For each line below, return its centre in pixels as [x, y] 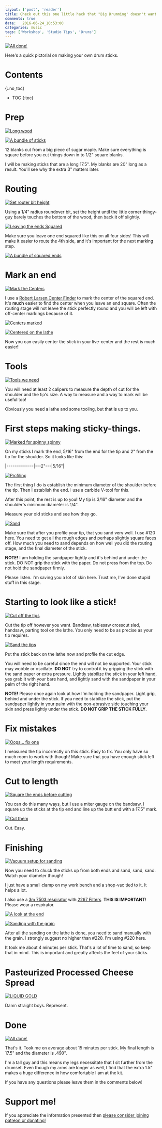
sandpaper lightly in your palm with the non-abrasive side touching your [77, 704]
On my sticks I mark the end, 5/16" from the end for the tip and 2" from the [79, 451]
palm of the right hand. [28, 684]
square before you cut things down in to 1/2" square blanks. [65, 155]
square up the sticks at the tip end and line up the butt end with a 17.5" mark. [81, 809]
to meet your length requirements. [39, 762]
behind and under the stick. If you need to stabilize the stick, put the [73, 698]
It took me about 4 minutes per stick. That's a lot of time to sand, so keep [78, 947]
